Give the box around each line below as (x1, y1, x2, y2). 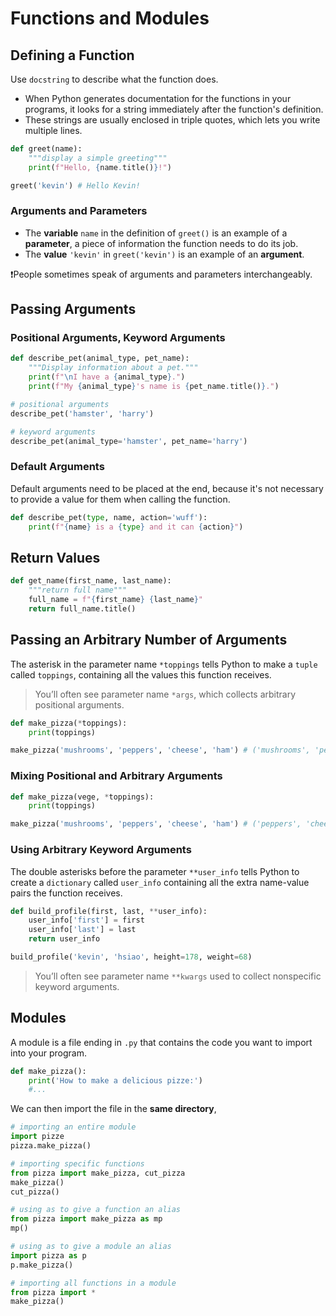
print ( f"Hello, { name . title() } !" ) (28, 162, 172, 172)
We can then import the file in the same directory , (10, 1103, 217, 1115)
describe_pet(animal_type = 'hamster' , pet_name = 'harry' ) (10, 436, 248, 446)
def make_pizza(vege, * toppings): (10, 792, 155, 802)
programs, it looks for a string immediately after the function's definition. (24, 103, 324, 115)
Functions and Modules (10, 7, 210, 30)
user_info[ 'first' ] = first (28, 915, 145, 926)
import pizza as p (10, 1250, 87, 1261)
